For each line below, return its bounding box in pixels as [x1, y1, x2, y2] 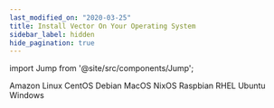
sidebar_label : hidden [9, 30, 95, 39]
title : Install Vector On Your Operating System [9, 22, 196, 31]
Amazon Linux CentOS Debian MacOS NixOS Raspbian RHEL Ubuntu [9, 80, 266, 91]
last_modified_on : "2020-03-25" [9, 13, 131, 22]
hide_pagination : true [9, 38, 95, 48]
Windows [9, 90, 45, 101]
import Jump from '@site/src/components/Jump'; [9, 63, 194, 74]
